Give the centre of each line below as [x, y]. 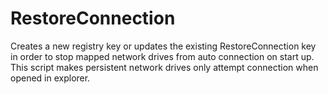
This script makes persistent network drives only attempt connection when [164, 67]
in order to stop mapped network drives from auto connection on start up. [162, 56]
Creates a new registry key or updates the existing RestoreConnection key [163, 46]
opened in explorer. [50, 78]
